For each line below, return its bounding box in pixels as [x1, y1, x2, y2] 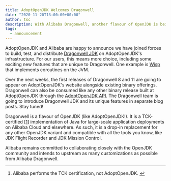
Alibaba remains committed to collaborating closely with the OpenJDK [5, 145, 152, 150]
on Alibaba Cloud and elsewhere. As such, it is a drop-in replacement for [5, 124, 158, 130]
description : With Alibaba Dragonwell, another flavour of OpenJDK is [5, 21, 158, 27]
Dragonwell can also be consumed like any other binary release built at [5, 87, 154, 93]
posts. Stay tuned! [5, 104, 44, 109]
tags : [5, 26, 17, 32]
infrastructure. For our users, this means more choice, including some [5, 56, 152, 62]
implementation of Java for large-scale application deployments [30, 119, 164, 125]
